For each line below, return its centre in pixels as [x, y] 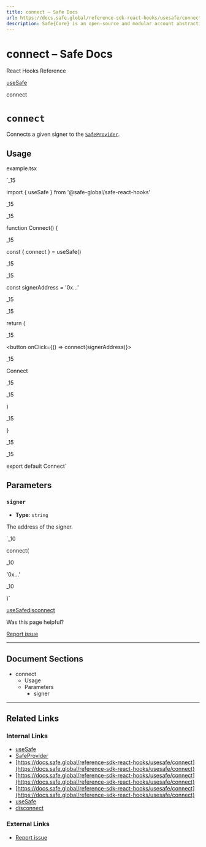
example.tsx [22, 168]
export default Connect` [36, 466]
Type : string [32, 514]
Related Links [33, 718]
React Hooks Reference [36, 71]
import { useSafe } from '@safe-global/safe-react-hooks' [78, 192]
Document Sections [45, 659]
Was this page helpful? [35, 622]
